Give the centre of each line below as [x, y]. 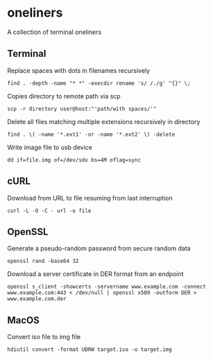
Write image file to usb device [50, 147]
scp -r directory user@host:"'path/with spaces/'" [82, 109]
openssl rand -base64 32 [43, 262]
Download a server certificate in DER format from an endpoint [95, 274]
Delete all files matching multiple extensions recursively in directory [104, 121]
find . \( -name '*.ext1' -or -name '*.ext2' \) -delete [91, 134]
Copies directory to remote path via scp [64, 96]
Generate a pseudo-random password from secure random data [99, 248]
